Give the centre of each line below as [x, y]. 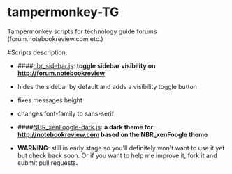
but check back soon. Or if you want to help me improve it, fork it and [117, 155]
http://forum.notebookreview [61, 73]
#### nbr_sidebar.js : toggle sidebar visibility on [86, 65]
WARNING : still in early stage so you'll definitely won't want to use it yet [121, 148]
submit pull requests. [48, 163]
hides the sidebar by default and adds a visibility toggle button [107, 86]
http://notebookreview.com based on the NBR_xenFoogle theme [113, 134]
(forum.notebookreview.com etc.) [55, 38]
